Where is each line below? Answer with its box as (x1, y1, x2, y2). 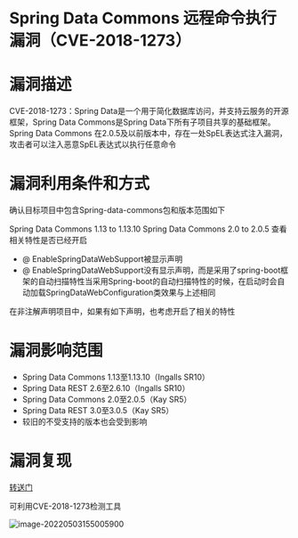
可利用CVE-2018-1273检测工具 (9, 501, 122, 511)
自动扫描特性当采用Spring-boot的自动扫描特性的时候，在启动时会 (37, 276, 278, 287)
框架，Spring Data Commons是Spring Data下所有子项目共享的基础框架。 (9, 117, 276, 127)
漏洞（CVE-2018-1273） (9, 30, 191, 51)
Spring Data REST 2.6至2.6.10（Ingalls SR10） (21, 383, 190, 393)
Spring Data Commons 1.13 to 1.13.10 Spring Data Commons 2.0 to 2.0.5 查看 (9, 224, 287, 234)
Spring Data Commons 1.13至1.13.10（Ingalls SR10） (21, 371, 211, 382)
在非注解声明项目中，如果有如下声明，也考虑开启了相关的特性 (9, 306, 236, 317)
